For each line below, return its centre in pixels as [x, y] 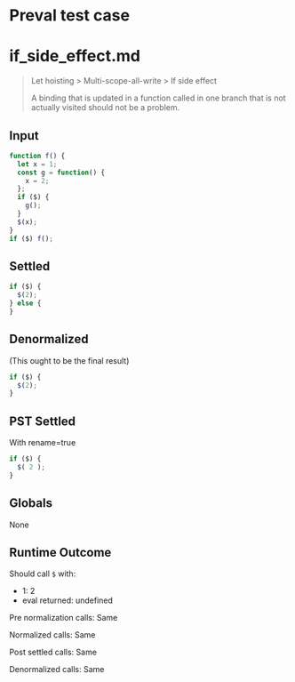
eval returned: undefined [68, 600]
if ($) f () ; [31, 238]
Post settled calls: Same [53, 652]
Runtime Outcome [60, 552]
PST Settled [43, 421]
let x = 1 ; [37, 164]
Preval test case [70, 16]
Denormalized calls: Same [57, 670]
